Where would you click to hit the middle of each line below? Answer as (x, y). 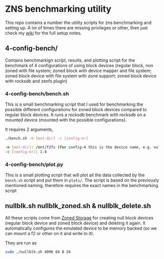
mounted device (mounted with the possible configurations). (66, 120)
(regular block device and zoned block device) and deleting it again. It (75, 223)
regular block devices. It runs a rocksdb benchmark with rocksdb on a (75, 115)
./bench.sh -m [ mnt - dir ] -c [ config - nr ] (47, 139)
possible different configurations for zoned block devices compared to (76, 110)
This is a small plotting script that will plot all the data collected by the (75, 175)
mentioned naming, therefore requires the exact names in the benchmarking (82, 185)
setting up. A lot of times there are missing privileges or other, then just (76, 27)
